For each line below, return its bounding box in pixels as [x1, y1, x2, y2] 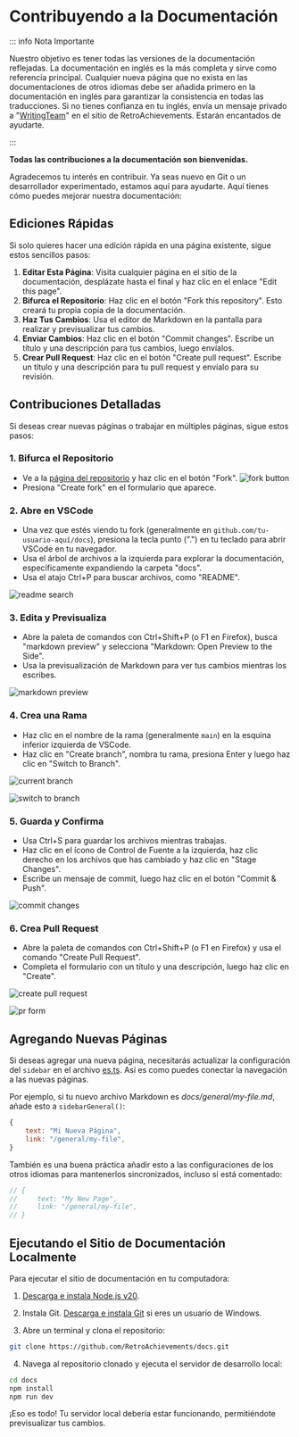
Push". [21, 883, 47, 893]
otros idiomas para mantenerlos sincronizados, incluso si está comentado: [9, 1168, 283, 1179]
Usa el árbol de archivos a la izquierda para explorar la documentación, [21, 553, 285, 564]
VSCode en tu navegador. [21, 544, 118, 554]
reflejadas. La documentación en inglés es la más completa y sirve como [9, 62, 277, 73]
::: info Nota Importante [9, 36, 96, 46]
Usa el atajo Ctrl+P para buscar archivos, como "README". [21, 572, 240, 583]
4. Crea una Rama [9, 710, 87, 722]
